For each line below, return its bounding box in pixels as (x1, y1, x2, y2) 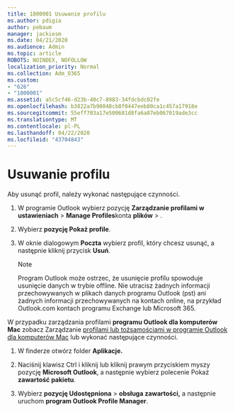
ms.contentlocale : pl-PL (7, 122, 81, 130)
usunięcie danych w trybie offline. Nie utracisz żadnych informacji (17, 281, 210, 290)
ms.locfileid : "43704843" (7, 136, 84, 143)
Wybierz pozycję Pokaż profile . (17, 225, 111, 234)
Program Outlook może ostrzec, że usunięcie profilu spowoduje (17, 274, 203, 283)
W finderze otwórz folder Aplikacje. (17, 347, 123, 355)
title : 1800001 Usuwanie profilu (7, 10, 106, 18)
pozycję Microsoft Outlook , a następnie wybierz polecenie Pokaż (17, 368, 210, 376)
